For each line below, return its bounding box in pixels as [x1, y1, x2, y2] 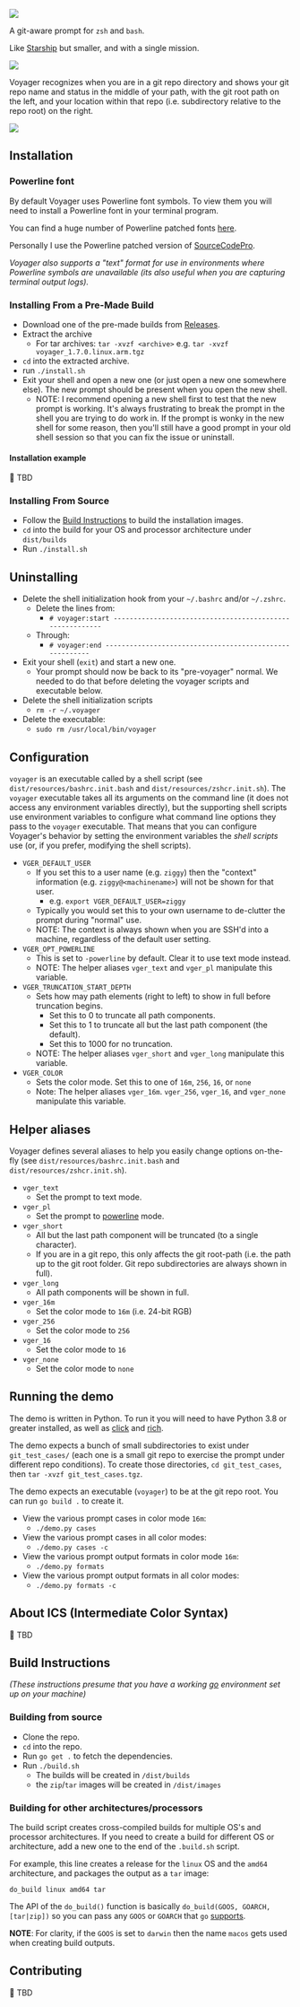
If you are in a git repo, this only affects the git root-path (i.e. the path [35, 1248, 291, 1260]
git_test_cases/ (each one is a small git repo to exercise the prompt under [9, 1449, 285, 1460]
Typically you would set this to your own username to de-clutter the [35, 905, 286, 916]
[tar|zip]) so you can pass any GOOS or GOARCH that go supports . [9, 1910, 246, 1921]
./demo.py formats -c [35, 1581, 116, 1590]
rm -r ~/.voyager [35, 706, 101, 715]
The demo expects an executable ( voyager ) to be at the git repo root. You [9, 1486, 279, 1497]
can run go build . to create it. [9, 1495, 124, 1506]
